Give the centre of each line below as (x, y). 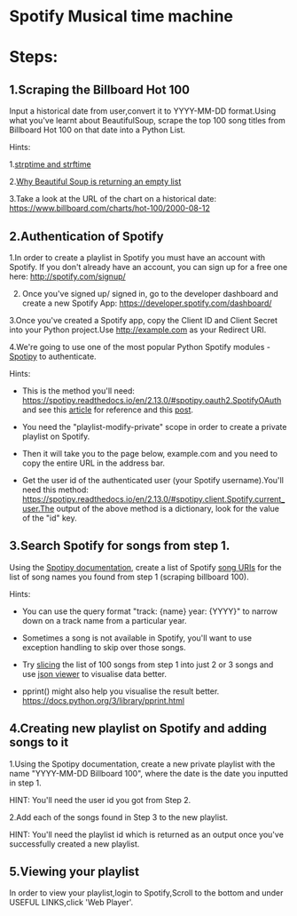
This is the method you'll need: (78, 391)
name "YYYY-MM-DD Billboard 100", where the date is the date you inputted (148, 773)
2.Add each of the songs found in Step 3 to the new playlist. (119, 817)
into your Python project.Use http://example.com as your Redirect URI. (138, 330)
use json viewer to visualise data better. (94, 673)
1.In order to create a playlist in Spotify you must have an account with (137, 258)
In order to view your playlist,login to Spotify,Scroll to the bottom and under (146, 893)
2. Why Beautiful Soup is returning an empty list (95, 182)
